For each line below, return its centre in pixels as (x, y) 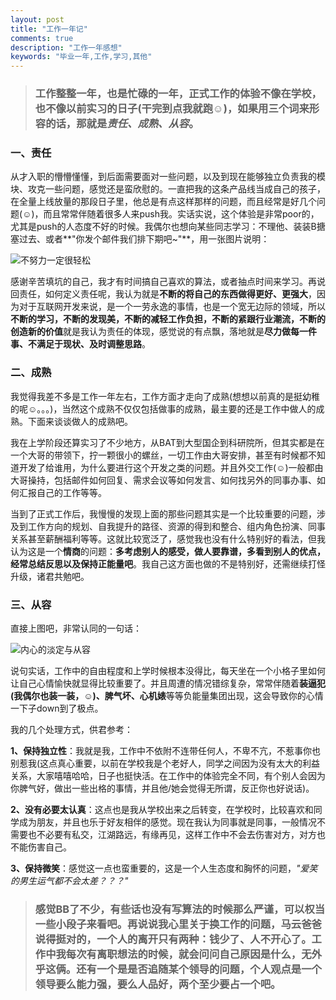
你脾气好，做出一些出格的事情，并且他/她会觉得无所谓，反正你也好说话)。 (162, 788)
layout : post (37, 19)
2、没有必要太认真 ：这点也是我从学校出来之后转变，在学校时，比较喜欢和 (162, 809)
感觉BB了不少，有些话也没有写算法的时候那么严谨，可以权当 (180, 909)
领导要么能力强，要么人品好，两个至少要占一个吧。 (158, 984)
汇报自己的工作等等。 (62, 492)
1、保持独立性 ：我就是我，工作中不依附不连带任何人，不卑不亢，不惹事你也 (166, 750)
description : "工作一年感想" (66, 47)
